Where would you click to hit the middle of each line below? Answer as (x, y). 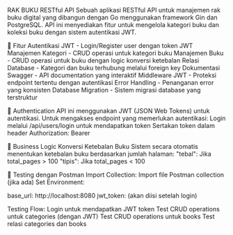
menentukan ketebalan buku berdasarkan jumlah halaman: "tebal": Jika (110, 154)
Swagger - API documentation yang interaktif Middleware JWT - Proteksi (112, 75)
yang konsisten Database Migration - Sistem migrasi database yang (104, 90)
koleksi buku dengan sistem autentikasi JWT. (72, 32)
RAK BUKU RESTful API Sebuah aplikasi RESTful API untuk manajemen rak (114, 10)
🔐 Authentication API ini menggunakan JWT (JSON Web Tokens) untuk (109, 111)
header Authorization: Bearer (49, 133)
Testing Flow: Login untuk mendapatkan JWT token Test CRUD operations (114, 209)
